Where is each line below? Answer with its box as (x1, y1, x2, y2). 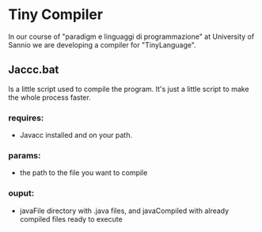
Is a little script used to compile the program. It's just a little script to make (8, 84, 249, 93)
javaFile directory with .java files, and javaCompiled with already (19, 206, 230, 215)
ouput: (8, 188, 35, 199)
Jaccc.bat (8, 63, 59, 77)
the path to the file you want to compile (19, 168, 148, 177)
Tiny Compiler (8, 6, 104, 24)
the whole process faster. (8, 93, 91, 102)
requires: (8, 112, 44, 124)
